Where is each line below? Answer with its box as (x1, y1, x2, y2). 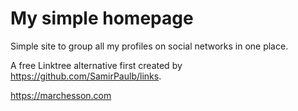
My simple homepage (10, 7, 194, 30)
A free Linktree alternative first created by (10, 59, 183, 71)
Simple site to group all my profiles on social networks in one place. (10, 40, 289, 52)
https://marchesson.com (10, 89, 112, 101)
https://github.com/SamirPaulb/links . (10, 70, 162, 82)
